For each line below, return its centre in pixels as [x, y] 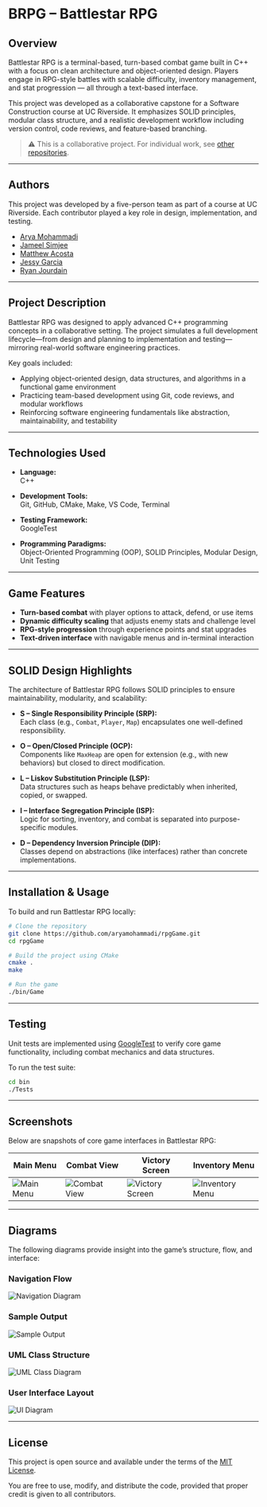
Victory [156, 1161]
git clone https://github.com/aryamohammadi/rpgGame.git [104, 934]
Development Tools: [54, 496]
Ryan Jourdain [43, 270]
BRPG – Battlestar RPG [83, 14]
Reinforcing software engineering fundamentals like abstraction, [125, 412]
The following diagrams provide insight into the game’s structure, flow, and [130, 1250]
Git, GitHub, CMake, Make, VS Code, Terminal [95, 505]
